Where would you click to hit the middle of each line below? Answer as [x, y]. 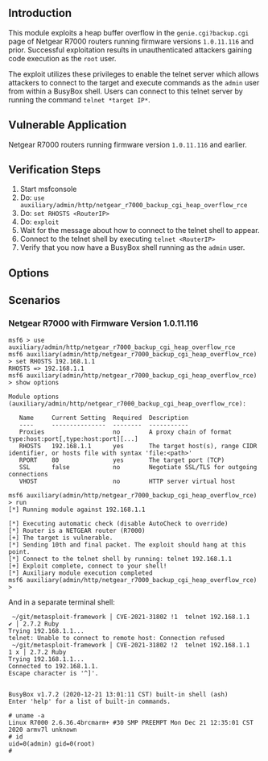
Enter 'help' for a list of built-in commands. [90, 701]
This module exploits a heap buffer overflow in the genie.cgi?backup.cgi [129, 32]
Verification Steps [55, 170]
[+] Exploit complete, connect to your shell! [88, 566]
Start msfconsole [48, 189]
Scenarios [34, 300]
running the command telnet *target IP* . [79, 99]
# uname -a [27, 715]
